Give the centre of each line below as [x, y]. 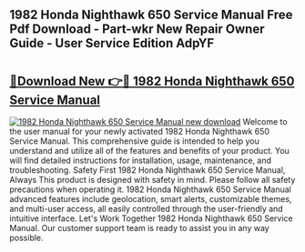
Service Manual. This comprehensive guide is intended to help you [134, 141]
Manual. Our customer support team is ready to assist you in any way [140, 228]
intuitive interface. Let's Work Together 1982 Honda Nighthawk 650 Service [151, 218]
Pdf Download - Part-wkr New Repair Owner [137, 30]
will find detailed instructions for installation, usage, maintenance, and [140, 160]
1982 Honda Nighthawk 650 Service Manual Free [151, 15]
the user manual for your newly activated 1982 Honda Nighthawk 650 [140, 131]
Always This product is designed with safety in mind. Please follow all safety [152, 180]
